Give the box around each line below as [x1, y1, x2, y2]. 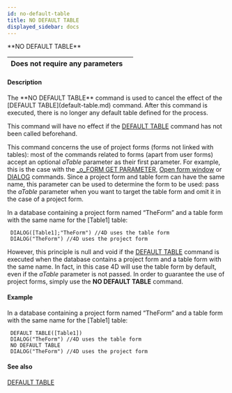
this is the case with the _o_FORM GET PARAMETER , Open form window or [7, 165, 222, 173]
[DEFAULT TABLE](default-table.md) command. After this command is [7, 101, 208, 109]
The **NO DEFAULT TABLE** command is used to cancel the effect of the [7, 94, 223, 102]
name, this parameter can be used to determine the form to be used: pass [7, 179, 219, 188]
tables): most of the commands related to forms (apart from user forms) [7, 150, 214, 158]
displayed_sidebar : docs [7, 23, 79, 30]
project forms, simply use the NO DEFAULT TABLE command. [7, 277, 183, 286]
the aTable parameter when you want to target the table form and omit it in [7, 187, 222, 195]
